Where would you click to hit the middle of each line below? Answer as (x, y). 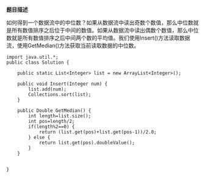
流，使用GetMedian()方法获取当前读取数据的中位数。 (73, 46)
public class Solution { (38, 62)
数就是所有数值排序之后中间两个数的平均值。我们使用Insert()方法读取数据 (98, 38)
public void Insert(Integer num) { (63, 84)
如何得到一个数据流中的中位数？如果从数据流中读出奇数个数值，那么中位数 (100, 23)
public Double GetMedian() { (54, 111)
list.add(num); (48, 89)
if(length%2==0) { (52, 127)
